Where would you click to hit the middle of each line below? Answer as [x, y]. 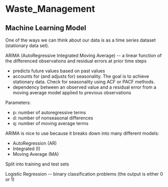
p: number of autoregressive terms [49, 112]
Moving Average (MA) [36, 154]
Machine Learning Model [46, 28]
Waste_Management [50, 9]
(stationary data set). [27, 46]
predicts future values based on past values [59, 71]
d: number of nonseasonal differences [53, 118]
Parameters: [18, 102]
